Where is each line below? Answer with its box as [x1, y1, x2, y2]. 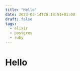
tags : [5, 21, 17, 26]
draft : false [5, 16, 33, 21]
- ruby [10, 35, 24, 40]
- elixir [10, 26, 28, 31]
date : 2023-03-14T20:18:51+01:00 [5, 12, 75, 17]
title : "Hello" [5, 7, 37, 12]
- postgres [10, 30, 33, 35]
